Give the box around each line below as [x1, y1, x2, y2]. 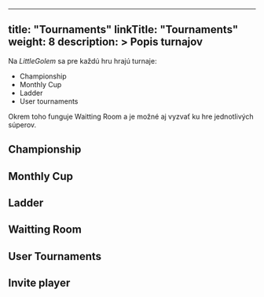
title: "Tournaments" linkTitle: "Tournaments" [8, 23, 239, 36]
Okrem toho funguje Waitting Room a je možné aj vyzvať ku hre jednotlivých [8, 112, 254, 121]
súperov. [8, 119, 37, 130]
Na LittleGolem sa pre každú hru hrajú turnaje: [8, 56, 157, 65]
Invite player [8, 277, 71, 290]
